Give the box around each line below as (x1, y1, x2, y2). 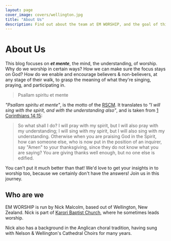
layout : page (5, 7, 33, 13)
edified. (17, 155, 34, 161)
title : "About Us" (5, 17, 44, 22)
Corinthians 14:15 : (5, 113, 43, 119)
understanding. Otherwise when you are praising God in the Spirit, (17, 133, 157, 140)
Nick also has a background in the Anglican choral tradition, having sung (5, 225, 157, 231)
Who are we (5, 191, 44, 199)
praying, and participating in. (5, 82, 66, 88)
